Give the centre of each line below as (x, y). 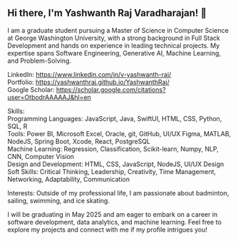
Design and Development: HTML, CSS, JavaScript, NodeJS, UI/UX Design (116, 164)
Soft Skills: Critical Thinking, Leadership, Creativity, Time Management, (112, 171)
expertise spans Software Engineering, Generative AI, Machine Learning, (114, 53)
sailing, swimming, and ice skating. (59, 200)
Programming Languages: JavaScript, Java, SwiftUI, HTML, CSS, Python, (115, 118)
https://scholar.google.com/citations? (111, 89)
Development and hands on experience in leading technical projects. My (114, 45)
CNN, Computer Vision (41, 156)
